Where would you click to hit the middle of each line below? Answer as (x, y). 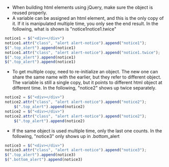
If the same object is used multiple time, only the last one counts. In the (87, 131)
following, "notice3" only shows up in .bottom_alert (66, 136)
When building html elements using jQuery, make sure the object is (82, 7)
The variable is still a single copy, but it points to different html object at (87, 82)
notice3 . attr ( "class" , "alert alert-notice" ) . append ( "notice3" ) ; (76, 150)
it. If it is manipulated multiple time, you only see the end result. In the (85, 23)
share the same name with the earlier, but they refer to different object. (87, 77)
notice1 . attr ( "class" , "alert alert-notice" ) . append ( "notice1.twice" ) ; (82, 52)
